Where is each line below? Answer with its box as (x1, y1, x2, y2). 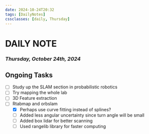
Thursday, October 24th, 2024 (5, 56, 81, 63)
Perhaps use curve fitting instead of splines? (19, 106, 111, 112)
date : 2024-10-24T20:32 (5, 7, 55, 12)
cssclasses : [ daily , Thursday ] (5, 16, 70, 21)
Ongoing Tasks (5, 70, 53, 79)
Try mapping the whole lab (12, 90, 68, 96)
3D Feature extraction (12, 95, 57, 101)
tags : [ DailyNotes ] (5, 12, 46, 17)
